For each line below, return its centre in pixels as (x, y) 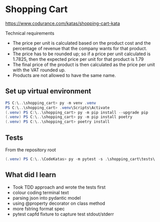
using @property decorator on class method (59, 203)
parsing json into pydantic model (47, 198)
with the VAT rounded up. (39, 70)
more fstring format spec (38, 208)
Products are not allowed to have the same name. (64, 75)
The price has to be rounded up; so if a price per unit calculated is (82, 54)
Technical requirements (30, 33)
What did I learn (31, 175)
